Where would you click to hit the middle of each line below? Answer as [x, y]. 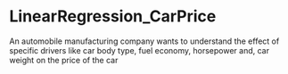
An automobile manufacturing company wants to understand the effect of [144, 41]
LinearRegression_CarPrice [113, 16]
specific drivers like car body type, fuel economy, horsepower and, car [140, 50]
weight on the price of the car [64, 60]
